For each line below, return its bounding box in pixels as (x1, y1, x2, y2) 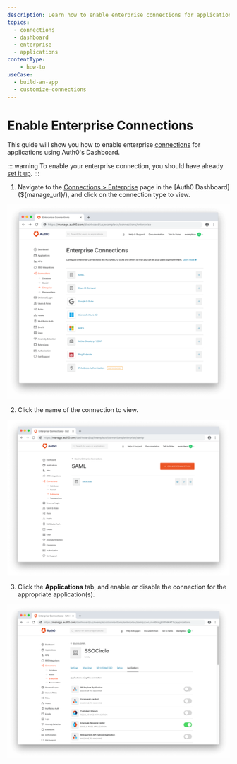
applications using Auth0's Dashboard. (7, 148, 120, 157)
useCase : (7, 71, 33, 78)
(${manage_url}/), (17, 191, 70, 199)
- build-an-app (13, 78, 59, 86)
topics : (7, 18, 30, 26)
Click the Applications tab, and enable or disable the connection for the (17, 583, 227, 592)
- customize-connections (13, 86, 87, 93)
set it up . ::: (7, 170, 40, 178)
